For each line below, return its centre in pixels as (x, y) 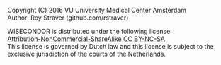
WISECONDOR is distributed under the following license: (90, 31)
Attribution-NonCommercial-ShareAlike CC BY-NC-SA (86, 39)
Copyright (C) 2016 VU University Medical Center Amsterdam (97, 10)
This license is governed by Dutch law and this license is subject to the (110, 46)
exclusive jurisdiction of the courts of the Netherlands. (87, 54)
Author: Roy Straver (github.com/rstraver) (68, 18)
